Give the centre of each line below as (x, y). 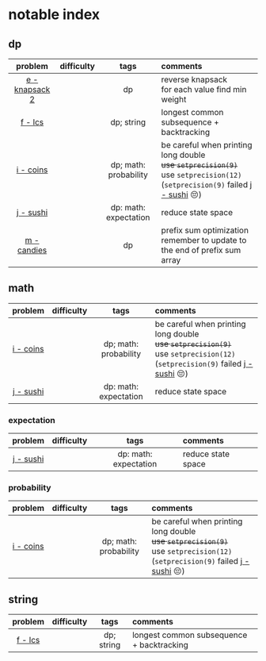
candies (32, 250)
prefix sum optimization (205, 230)
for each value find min (204, 89)
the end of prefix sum (201, 250)
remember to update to (204, 240)
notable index (54, 15)
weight (174, 99)
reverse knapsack (194, 79)
